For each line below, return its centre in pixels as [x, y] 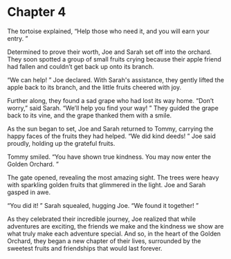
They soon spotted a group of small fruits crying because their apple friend [114, 59]
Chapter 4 [37, 12]
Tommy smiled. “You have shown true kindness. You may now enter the [109, 157]
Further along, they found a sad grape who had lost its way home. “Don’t [111, 100]
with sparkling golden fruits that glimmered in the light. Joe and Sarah [107, 184]
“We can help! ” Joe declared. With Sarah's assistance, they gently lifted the [116, 79]
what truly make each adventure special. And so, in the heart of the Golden [114, 233]
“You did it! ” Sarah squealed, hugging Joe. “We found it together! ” [103, 205]
